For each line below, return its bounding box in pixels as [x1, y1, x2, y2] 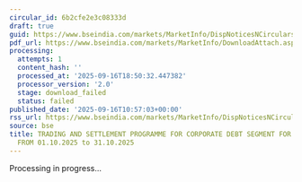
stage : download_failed [17, 88, 106, 97]
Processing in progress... [9, 162, 102, 173]
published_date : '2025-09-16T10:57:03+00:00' [9, 105, 182, 114]
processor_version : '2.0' [17, 80, 115, 89]
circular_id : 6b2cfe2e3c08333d [9, 13, 127, 22]
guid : [9, 30, 30, 39]
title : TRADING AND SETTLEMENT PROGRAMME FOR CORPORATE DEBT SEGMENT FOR [9, 130, 292, 139]
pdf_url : [9, 38, 42, 48]
